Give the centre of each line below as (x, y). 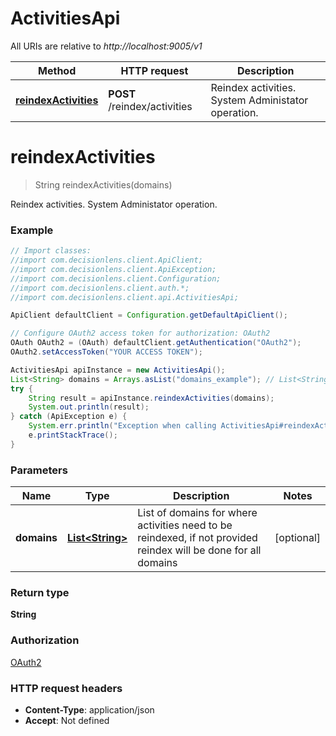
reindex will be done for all (199, 550)
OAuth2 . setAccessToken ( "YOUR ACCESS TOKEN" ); (106, 352)
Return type (40, 593)
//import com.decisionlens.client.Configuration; (116, 278)
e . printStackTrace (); (73, 435)
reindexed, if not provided (197, 538)
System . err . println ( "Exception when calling (122, 426)
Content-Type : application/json (89, 709)
